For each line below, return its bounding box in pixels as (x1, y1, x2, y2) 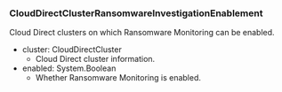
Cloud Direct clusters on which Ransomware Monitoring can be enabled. (9, 27, 275, 38)
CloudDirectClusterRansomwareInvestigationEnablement (9, 7, 263, 19)
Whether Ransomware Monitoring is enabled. (35, 73, 202, 83)
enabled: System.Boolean (21, 63, 117, 73)
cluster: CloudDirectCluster (21, 44, 122, 55)
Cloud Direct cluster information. (35, 54, 156, 65)
